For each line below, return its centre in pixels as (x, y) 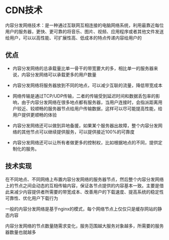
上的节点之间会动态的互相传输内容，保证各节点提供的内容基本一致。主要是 (82, 185)
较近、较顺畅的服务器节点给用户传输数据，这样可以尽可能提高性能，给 (90, 108)
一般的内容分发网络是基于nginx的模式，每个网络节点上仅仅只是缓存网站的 (81, 209)
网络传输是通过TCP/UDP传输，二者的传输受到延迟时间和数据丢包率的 (84, 96)
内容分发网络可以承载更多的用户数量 (59, 74)
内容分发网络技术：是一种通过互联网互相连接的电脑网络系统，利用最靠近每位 (84, 25)
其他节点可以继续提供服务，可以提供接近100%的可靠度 (78, 132)
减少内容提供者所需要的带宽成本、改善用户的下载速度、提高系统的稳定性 (89, 192)
